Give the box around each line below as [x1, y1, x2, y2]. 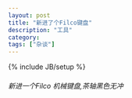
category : [8, 33, 41, 42]
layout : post [8, 11, 51, 20]
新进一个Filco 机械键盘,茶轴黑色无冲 [8, 81, 123, 90]
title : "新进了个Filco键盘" [8, 19, 92, 27]
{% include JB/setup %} [8, 62, 86, 71]
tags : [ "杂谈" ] [8, 41, 55, 49]
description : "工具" [8, 26, 73, 34]
